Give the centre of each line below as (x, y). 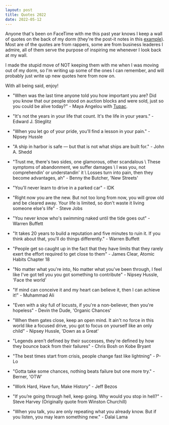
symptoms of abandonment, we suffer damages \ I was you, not (79, 167)
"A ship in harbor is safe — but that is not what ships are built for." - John (88, 147)
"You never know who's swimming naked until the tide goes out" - (81, 218)
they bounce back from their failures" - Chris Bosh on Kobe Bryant (82, 346)
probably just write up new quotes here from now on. (61, 76)
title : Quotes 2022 (26, 15)
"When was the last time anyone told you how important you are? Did (84, 96)
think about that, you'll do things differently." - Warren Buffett (76, 239)
